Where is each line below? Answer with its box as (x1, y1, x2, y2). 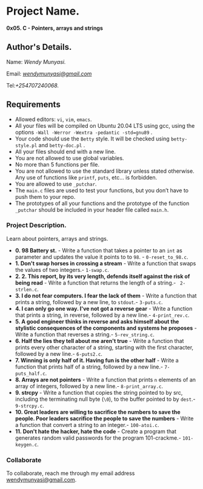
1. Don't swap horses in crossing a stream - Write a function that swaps (15, 260, 196, 267)
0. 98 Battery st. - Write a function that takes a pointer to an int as (15, 246, 183, 254)
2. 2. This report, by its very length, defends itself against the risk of (15, 272, 190, 280)
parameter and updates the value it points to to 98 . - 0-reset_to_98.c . (15, 253, 188, 260)
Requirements (6, 99, 61, 110)
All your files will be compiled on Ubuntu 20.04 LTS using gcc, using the (15, 122, 195, 129)
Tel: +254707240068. (6, 81, 59, 89)
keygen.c (15, 442, 38, 448)
